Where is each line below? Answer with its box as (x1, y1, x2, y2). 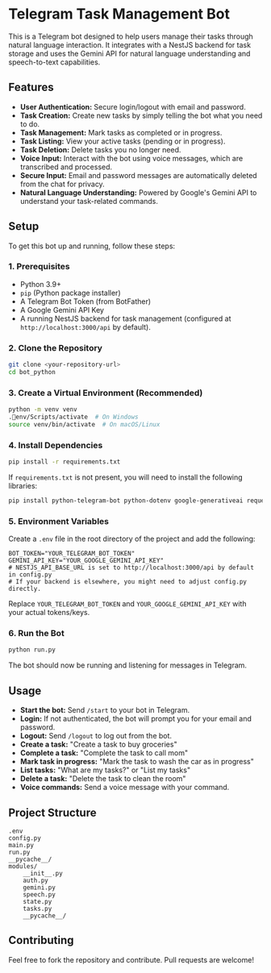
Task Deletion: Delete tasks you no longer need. (19, 144, 181, 154)
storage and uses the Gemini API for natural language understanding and (8, 48, 251, 58)
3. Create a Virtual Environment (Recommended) (8, 387, 203, 398)
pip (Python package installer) (19, 288, 121, 297)
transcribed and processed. (19, 162, 113, 172)
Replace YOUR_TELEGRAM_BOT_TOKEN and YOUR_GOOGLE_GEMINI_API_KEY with (8, 599, 247, 609)
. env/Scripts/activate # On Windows (8, 413, 139, 422)
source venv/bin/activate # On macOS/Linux (8, 420, 161, 428)
